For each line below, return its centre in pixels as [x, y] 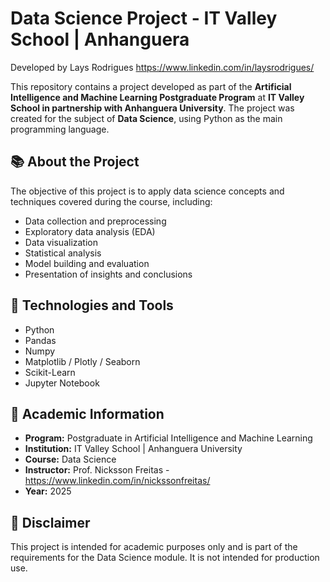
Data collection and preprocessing [95, 221]
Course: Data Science [70, 459]
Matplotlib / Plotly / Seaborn [82, 361]
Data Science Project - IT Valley [144, 18]
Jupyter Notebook [62, 383]
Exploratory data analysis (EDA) [90, 231]
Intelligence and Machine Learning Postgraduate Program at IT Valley [157, 97]
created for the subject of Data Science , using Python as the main [146, 118]
